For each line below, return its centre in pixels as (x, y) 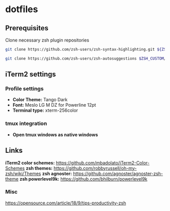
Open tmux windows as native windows (55, 135)
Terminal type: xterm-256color (45, 110)
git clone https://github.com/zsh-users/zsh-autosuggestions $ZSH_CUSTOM (85, 58)
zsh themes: (39, 168)
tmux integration (26, 123)
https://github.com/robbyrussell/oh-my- (95, 168)
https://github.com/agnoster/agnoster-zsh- (118, 174)
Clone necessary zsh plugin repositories (47, 40)
